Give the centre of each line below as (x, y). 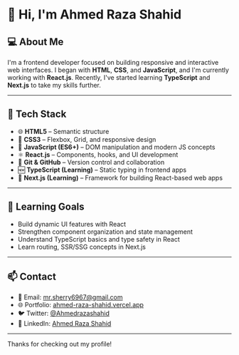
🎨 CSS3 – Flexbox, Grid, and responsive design (87, 139)
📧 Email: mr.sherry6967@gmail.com (70, 297)
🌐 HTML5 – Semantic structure (63, 131)
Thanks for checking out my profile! (60, 344)
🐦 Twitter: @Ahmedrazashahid (64, 314)
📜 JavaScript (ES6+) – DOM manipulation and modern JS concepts (116, 147)
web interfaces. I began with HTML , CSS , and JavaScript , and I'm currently (118, 70)
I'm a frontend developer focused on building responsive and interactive (113, 62)
